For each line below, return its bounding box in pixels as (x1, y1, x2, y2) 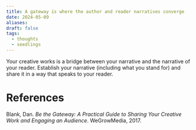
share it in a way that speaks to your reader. (6, 70, 113, 77)
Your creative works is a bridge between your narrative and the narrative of (6, 57, 191, 65)
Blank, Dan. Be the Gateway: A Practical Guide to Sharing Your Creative (6, 110, 182, 118)
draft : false (6, 25, 39, 31)
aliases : (6, 19, 28, 25)
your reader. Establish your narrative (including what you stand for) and (6, 64, 181, 71)
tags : (6, 31, 20, 37)
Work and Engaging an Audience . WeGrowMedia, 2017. (6, 116, 141, 124)
